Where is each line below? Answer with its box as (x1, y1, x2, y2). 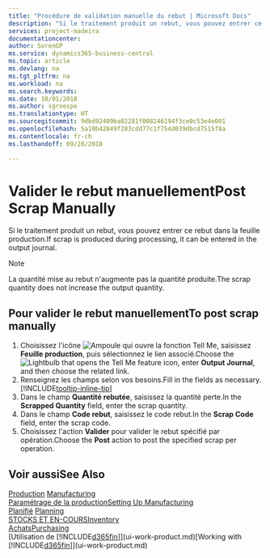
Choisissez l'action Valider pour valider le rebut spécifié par (19, 427, 221, 437)
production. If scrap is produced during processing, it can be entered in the (8, 234, 257, 244)
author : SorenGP (8, 42, 63, 50)
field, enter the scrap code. (19, 418, 111, 428)
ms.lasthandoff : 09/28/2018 (8, 139, 103, 148)
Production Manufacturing (8, 489, 96, 499)
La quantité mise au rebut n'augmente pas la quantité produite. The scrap (8, 275, 251, 284)
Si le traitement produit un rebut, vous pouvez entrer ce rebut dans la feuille (8, 226, 260, 236)
